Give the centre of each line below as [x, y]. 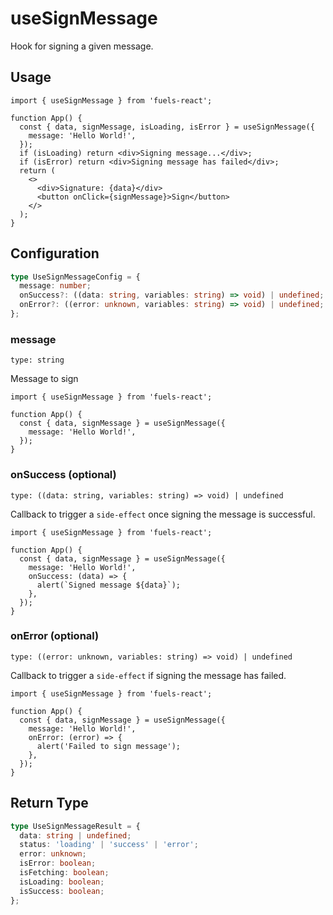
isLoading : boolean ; [62, 882]
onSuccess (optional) [63, 475]
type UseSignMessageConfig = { [75, 277]
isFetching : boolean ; [64, 873]
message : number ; [55, 286]
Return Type [49, 803]
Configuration [55, 253]
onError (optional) [55, 636]
